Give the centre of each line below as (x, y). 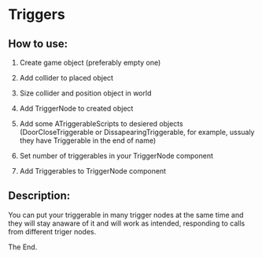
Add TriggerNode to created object (76, 108)
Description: (39, 196)
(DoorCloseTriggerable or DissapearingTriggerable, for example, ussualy (137, 132)
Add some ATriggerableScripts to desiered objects (101, 123)
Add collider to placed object (66, 78)
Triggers (37, 15)
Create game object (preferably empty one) (90, 62)
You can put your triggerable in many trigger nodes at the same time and (126, 215)
